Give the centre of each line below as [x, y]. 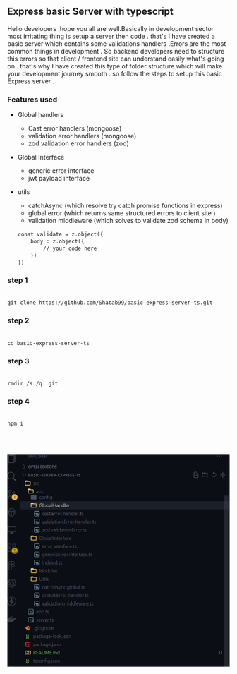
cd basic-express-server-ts [49, 343]
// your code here [70, 249]
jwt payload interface [59, 179]
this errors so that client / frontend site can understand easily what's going [116, 59]
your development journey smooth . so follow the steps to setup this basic [115, 73]
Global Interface [41, 157]
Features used [32, 100]
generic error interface [61, 171]
